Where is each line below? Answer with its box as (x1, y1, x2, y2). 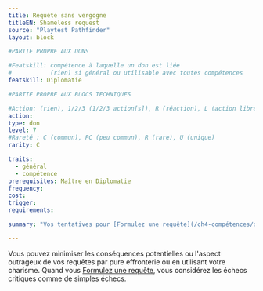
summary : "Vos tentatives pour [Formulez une (8, 220, 159, 228)
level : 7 (8, 126, 37, 134)
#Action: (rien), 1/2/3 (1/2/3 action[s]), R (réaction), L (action (8, 104, 236, 112)
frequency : (8, 184, 44, 192)
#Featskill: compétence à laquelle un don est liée (8, 62, 180, 70)
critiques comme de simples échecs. (8, 274, 127, 283)
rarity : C (8, 141, 41, 149)
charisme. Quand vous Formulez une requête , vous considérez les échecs (8, 265, 247, 275)
